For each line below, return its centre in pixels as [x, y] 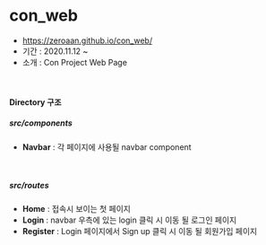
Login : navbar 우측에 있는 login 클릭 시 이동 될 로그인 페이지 [129, 220]
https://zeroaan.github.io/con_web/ [87, 40]
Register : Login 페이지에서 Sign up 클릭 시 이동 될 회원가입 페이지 [140, 232]
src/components [41, 123]
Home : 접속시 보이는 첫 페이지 [77, 209]
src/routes [29, 186]
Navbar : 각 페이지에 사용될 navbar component [107, 147]
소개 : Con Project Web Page [75, 62]
